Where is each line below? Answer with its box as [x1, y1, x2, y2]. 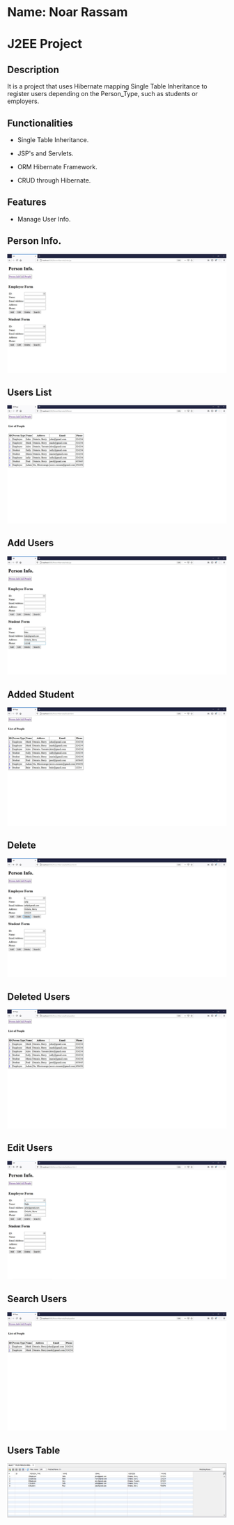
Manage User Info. [17, 215, 71, 223]
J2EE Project [7, 36, 82, 52]
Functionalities [7, 117, 73, 129]
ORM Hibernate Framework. [17, 163, 97, 171]
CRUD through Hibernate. [17, 176, 91, 185]
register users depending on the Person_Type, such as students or [7, 90, 198, 98]
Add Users [7, 537, 54, 549]
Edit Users [7, 1142, 54, 1154]
